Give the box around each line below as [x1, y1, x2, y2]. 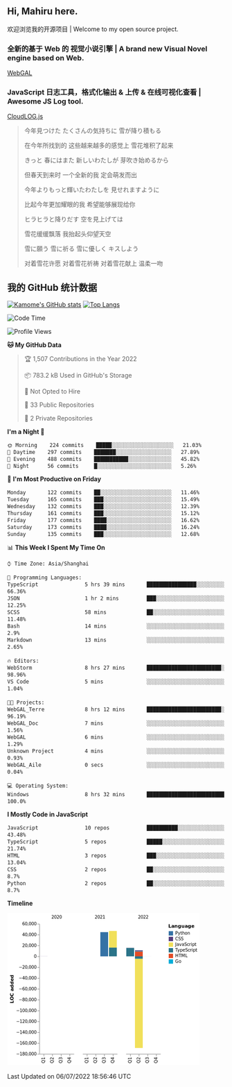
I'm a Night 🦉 [7, 428, 45, 436]
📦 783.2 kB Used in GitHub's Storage [24, 371, 132, 380]
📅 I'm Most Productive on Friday [7, 475, 102, 483]
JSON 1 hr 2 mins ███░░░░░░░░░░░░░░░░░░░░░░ [7, 595, 225, 603]
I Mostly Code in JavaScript [7, 810, 89, 818]
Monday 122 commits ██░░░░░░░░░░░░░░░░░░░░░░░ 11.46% [7, 489, 199, 496]
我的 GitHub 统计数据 [7, 281, 98, 294]
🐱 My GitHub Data [7, 341, 62, 349]
